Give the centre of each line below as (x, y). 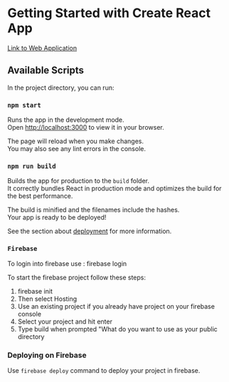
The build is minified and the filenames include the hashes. (94, 210)
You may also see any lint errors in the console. (76, 149)
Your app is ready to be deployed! (57, 217)
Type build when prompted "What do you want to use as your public (118, 329)
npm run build (32, 166)
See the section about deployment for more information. (90, 231)
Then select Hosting (47, 299)
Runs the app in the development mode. (66, 120)
